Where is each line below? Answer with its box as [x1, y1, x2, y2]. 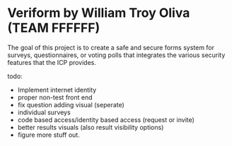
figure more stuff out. [17, 130, 80, 139]
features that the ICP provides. [7, 58, 97, 66]
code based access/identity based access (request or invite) [17, 115, 195, 124]
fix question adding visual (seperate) [17, 100, 125, 109]
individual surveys [17, 108, 71, 116]
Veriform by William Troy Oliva [7, 5, 190, 21]
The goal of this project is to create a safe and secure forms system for [7, 43, 214, 51]
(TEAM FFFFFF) [7, 20, 100, 36]
